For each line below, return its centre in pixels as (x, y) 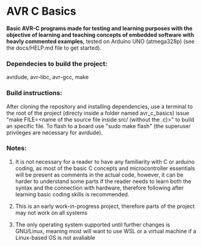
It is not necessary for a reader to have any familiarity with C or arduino (105, 161)
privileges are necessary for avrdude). (54, 133)
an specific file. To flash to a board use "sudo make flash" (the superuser (99, 126)
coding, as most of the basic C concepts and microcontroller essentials (105, 168)
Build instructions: (34, 93)
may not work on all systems (51, 212)
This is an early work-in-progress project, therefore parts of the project (105, 206)
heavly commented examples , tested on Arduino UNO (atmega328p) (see (100, 41)
